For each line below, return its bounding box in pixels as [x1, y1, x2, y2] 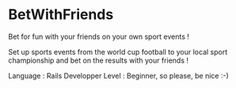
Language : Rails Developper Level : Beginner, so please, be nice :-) [8, 71, 229, 80]
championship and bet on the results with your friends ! [8, 55, 188, 65]
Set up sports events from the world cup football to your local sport [8, 47, 228, 56]
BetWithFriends [8, 6, 114, 24]
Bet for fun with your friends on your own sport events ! [8, 32, 190, 41]
